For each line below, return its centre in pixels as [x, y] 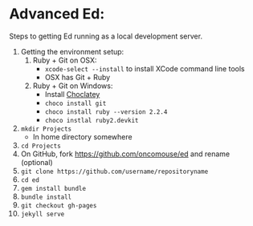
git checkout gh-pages [59, 205]
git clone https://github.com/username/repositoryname [114, 172]
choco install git [75, 103]
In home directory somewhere [82, 136]
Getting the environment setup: [72, 51]
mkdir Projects [46, 129]
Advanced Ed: [57, 14]
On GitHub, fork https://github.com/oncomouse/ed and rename [125, 154]
